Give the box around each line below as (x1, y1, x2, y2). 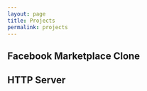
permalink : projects (7, 23, 69, 31)
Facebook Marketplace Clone (7, 50, 141, 62)
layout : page (7, 10, 46, 18)
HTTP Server (7, 74, 66, 86)
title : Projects (7, 17, 55, 24)
